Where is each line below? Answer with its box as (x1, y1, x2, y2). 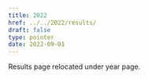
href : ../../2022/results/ (8, 19, 97, 27)
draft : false (8, 26, 51, 34)
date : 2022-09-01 (8, 41, 65, 48)
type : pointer (8, 33, 55, 41)
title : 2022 (8, 11, 47, 20)
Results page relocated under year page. (8, 62, 141, 71)
